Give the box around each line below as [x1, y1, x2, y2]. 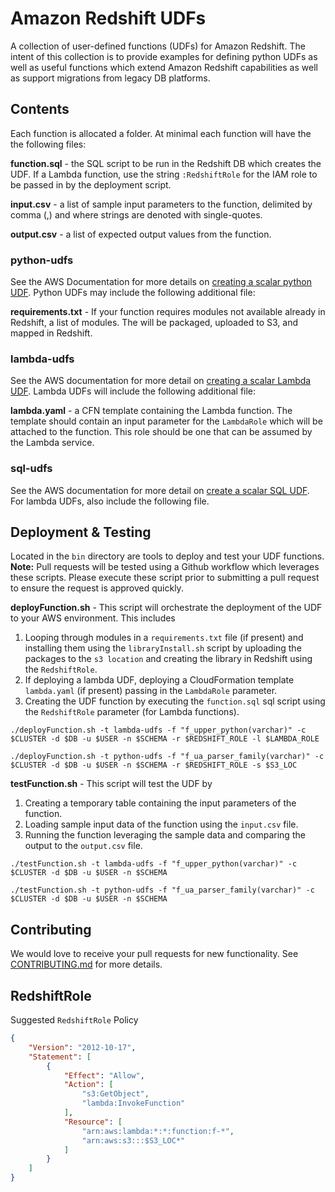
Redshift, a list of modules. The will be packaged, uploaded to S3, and [10, 317, 298, 329]
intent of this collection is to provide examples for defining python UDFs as [10, 50, 318, 62]
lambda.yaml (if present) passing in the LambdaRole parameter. [24, 685, 278, 697]
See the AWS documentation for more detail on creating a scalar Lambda [10, 375, 312, 387]
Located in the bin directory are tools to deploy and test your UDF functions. [10, 550, 325, 562]
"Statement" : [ [28, 1052, 92, 1062]
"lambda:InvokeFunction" [81, 1098, 186, 1109]
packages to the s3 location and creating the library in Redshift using [24, 653, 313, 665]
